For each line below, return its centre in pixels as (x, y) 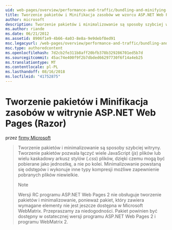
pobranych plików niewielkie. (48, 175)
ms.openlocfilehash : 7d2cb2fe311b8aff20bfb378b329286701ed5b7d (74, 53)
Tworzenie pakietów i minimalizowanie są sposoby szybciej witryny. (89, 147)
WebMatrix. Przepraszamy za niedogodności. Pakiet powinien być (88, 211)
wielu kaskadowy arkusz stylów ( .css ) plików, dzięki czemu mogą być (91, 158)
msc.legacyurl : (21, 43)
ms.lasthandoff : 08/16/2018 (35, 72)
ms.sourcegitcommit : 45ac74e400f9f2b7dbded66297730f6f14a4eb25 (74, 57)
